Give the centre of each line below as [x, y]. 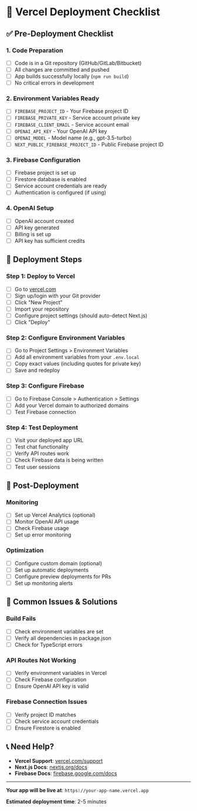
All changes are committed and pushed [62, 69]
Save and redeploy [37, 370]
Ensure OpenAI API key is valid [52, 686]
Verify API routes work [42, 453]
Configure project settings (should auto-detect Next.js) [81, 315]
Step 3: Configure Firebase [45, 386]
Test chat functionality [42, 447]
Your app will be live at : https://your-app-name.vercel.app [77, 790]
